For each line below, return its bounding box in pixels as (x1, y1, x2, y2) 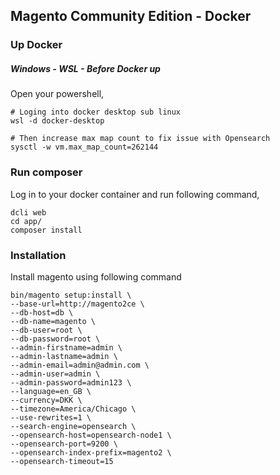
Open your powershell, (10, 88, 105, 100)
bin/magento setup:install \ (10, 290, 132, 300)
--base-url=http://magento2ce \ (10, 299, 145, 309)
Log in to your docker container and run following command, (10, 188, 260, 200)
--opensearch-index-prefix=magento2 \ (10, 447, 172, 458)
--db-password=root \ (10, 334, 101, 344)
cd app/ (10, 216, 43, 226)
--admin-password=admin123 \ (10, 377, 132, 388)
